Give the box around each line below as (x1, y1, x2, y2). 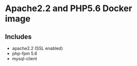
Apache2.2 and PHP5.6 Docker (5, 3, 132, 14)
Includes (5, 33, 32, 41)
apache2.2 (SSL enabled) (12, 46, 63, 51)
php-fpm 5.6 (12, 50, 37, 56)
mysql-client (12, 56, 37, 61)
